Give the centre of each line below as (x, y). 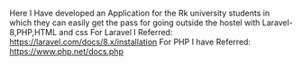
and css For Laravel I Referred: (116, 32)
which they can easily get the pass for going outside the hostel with (135, 23)
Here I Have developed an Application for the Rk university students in (140, 13)
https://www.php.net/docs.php (67, 52)
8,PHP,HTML (33, 32)
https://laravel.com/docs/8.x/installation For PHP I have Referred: (130, 42)
